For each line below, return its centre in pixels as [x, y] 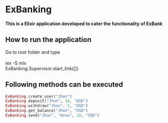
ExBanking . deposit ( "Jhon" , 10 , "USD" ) [47, 101]
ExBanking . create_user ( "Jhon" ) [39, 96]
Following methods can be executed [64, 85]
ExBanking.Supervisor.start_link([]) [42, 68]
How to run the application [48, 40]
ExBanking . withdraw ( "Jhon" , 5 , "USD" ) [47, 106]
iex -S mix [16, 63]
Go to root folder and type [33, 52]
